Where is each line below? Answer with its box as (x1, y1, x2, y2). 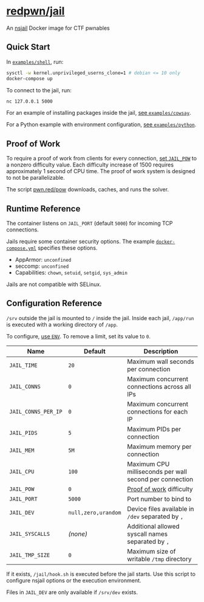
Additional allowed (127, 522, 180, 530)
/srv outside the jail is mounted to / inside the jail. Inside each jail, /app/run (6, 314, 194, 321)
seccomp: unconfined (15, 262, 69, 270)
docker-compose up (6, 75, 53, 81)
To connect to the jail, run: (6, 86, 72, 94)
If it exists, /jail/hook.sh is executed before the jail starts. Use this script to (6, 570, 196, 578)
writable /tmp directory (127, 555, 192, 563)
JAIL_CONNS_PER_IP (9, 408, 63, 415)
